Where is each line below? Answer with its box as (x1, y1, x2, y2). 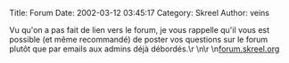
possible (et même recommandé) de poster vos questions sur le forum (9, 35, 268, 44)
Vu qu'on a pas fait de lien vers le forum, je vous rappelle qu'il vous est (9, 25, 270, 35)
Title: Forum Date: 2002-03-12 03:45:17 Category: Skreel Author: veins (9, 8, 270, 18)
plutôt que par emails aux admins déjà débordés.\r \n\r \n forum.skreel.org (9, 43, 280, 54)
